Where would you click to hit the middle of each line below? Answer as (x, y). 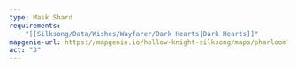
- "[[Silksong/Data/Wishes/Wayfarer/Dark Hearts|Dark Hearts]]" (138, 34)
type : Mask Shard (41, 17)
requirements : (35, 26)
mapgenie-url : (35, 42)
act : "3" (25, 50)
